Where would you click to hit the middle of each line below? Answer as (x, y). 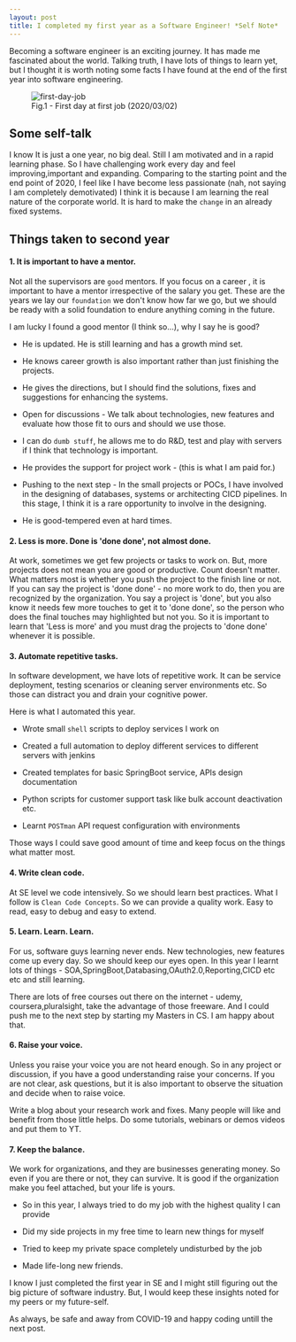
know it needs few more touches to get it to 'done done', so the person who (147, 608)
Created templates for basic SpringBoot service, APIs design (132, 772)
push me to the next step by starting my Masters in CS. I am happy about (142, 1015)
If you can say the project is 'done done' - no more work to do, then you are (147, 589)
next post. (27, 1329)
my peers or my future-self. (59, 1302)
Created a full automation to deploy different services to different (140, 746)
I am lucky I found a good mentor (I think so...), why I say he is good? (135, 326)
